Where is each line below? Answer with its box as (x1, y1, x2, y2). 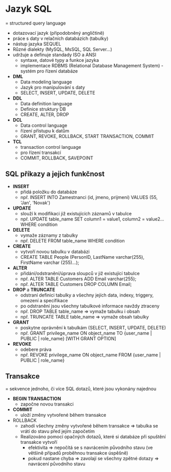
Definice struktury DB (20, 106, 66, 112)
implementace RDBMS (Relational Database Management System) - (20, 62, 164, 69)
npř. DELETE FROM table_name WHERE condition (20, 237, 125, 243)
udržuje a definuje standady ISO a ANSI (12, 52, 96, 58)
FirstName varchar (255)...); (20, 259, 79, 265)
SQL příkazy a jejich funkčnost (5, 170, 105, 178)
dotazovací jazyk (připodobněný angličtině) (12, 30, 104, 36)
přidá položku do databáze (20, 189, 77, 195)
